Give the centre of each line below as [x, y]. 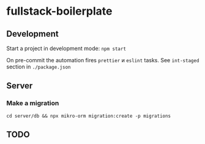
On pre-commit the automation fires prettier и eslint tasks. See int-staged [103, 60]
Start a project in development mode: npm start [66, 48]
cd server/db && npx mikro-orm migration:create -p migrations [89, 116]
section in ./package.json [39, 67]
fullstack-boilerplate [59, 11]
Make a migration [33, 103]
